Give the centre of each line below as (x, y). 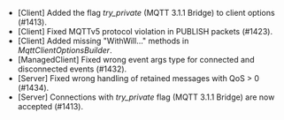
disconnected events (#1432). (72, 69)
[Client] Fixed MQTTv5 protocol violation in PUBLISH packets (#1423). (145, 31)
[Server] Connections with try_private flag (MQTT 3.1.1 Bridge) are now (146, 97)
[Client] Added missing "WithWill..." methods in (103, 41)
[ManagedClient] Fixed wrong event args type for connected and (136, 60)
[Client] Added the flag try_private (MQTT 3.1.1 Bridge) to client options (146, 13)
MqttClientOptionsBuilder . (65, 50)
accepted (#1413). (50, 106)
